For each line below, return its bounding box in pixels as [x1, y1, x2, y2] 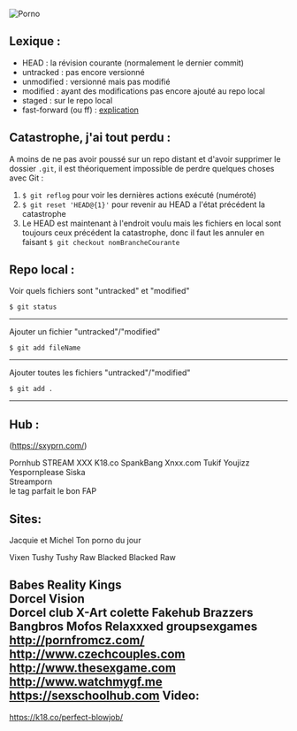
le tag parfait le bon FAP [9, 486, 97, 496]
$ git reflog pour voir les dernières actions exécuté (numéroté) [21, 189, 257, 200]
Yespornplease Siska [9, 467, 86, 478]
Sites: [9, 512, 42, 527]
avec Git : [9, 173, 44, 183]
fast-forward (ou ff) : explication [21, 104, 140, 115]
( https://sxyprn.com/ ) [9, 441, 88, 451]
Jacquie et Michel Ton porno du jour [9, 535, 141, 546]
